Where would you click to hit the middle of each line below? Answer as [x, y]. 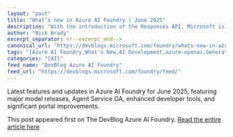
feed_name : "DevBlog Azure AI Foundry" [65, 65]
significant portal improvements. [53, 106]
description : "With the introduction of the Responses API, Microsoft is [116, 26]
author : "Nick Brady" [38, 33]
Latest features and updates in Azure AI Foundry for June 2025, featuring [112, 91]
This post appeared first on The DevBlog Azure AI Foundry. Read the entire [114, 119]
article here [24, 127]
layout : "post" [29, 13]
